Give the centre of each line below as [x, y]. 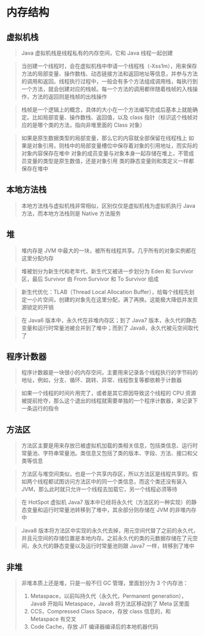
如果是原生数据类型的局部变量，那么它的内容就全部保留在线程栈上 [104, 138]
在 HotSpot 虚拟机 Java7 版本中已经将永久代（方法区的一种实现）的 [106, 502]
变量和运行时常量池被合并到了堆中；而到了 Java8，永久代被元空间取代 [110, 328]
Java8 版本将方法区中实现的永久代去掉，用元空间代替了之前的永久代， [110, 531]
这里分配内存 [37, 258]
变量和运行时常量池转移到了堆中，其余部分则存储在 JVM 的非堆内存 [111, 510]
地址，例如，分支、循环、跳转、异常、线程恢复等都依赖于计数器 [101, 380]
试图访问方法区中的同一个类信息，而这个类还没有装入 [120, 482]
